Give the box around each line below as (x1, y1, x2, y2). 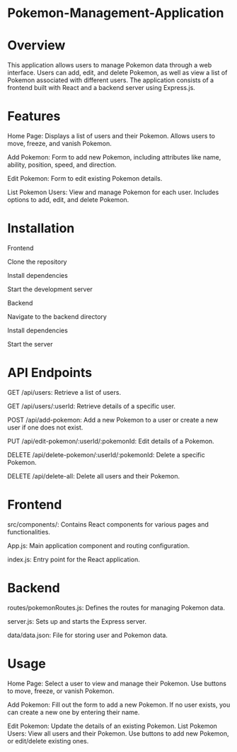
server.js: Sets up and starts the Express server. (7, 617, 147, 625)
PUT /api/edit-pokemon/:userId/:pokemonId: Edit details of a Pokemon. (7, 437, 214, 445)
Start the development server (7, 285, 93, 293)
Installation (7, 220, 75, 237)
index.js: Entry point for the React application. (7, 555, 140, 563)
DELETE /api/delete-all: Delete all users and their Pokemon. (7, 471, 180, 480)
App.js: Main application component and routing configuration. (7, 541, 190, 550)
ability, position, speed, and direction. (7, 161, 117, 169)
